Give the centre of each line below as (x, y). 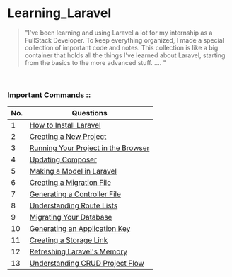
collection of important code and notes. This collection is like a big (121, 47)
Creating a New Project (68, 137)
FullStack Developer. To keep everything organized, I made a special (124, 40)
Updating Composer (63, 159)
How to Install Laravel (65, 125)
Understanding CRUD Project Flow (87, 264)
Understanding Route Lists (74, 205)
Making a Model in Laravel (73, 171)
